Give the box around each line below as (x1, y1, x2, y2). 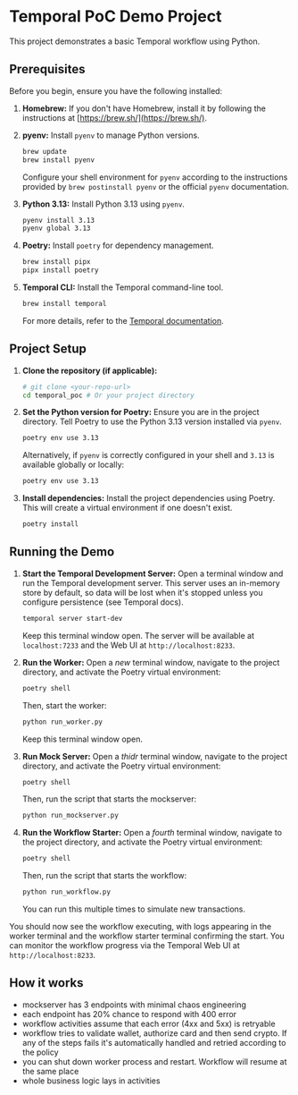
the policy (21, 1047, 60, 1057)
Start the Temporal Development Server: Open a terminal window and (21, 568, 284, 579)
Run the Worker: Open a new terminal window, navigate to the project (21, 657, 280, 667)
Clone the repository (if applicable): (21, 365, 158, 376)
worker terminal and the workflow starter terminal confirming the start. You (9, 930, 286, 941)
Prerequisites (9, 62, 86, 77)
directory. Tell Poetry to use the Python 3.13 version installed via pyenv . (21, 416, 283, 427)
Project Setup (9, 342, 87, 357)
